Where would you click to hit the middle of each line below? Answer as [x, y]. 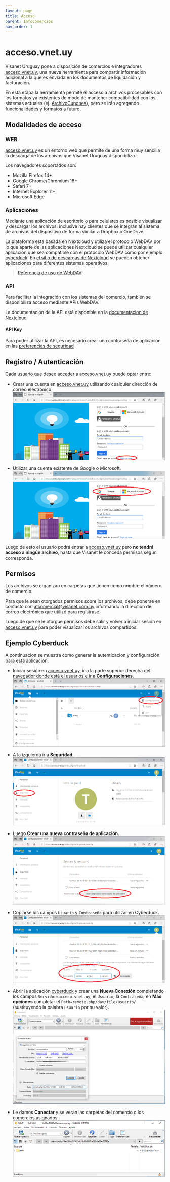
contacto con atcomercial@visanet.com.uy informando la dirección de [78, 607]
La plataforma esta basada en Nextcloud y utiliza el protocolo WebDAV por [83, 241]
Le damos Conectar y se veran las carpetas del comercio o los [78, 1112]
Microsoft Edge [29, 197]
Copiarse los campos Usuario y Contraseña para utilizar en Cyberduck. [86, 912]
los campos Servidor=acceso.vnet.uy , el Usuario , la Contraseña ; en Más [87, 996]
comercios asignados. [36, 1118]
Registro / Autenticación [45, 362]
